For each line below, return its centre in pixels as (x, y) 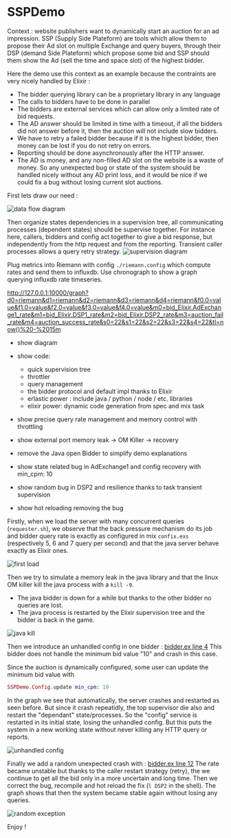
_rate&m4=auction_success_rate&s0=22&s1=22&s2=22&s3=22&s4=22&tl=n (115, 322)
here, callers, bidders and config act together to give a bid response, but (110, 237)
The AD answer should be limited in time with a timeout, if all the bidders (120, 123)
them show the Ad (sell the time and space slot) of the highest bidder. (106, 60)
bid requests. (36, 116)
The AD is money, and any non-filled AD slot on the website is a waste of (120, 160)
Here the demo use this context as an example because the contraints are (112, 74)
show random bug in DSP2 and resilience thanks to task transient (110, 487)
